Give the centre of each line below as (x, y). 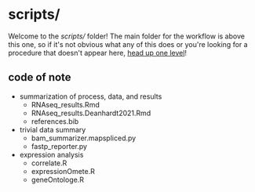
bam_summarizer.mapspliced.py (84, 138)
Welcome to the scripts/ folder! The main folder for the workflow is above (127, 36)
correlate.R (49, 163)
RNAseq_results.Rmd (65, 104)
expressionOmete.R (63, 171)
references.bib (55, 121)
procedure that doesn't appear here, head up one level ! (97, 53)
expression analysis (51, 154)
